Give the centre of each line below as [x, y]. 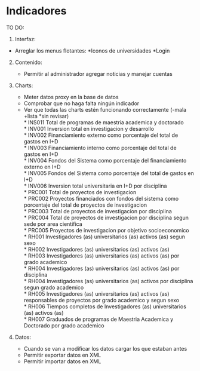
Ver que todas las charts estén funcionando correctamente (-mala [105, 109]
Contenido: [28, 62]
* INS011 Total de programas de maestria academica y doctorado [104, 122]
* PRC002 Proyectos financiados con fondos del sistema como [101, 198]
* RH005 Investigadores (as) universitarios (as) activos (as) [96, 293]
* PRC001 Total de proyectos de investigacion [80, 192]
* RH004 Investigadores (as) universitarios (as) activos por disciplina [108, 281]
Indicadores [36, 11]
